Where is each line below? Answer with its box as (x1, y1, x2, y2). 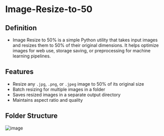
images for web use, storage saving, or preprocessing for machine (12, 48, 151, 53)
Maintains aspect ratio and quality (12, 97, 83, 103)
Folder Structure (5, 112, 58, 120)
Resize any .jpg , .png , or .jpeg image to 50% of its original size (12, 81, 144, 87)
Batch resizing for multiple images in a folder (12, 86, 106, 92)
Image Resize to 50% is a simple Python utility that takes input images (12, 37, 158, 43)
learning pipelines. (12, 53, 51, 59)
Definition (5, 24, 37, 32)
